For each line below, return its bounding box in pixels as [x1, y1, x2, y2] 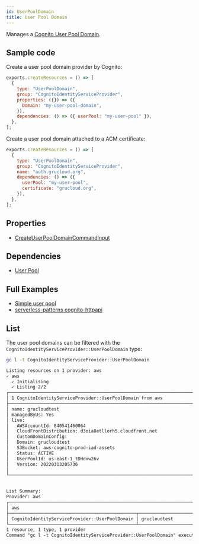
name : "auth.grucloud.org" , [17, 168, 86, 175]
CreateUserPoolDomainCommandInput [14, 234, 110, 241]
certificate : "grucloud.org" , [21, 185, 97, 192]
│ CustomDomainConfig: [6, 434, 68, 440]
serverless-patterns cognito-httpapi [14, 306, 102, 313]
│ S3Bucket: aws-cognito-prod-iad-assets [6, 445, 115, 451]
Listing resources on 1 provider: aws [6, 367, 102, 374]
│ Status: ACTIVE [6, 450, 54, 456]
